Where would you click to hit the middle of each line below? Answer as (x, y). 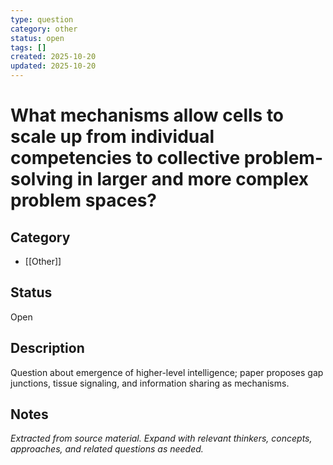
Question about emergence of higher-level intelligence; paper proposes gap (167, 372)
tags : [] (28, 47)
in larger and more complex (192, 179)
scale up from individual (112, 137)
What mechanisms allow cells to (147, 115)
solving (42, 179)
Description (47, 348)
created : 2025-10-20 (53, 57)
